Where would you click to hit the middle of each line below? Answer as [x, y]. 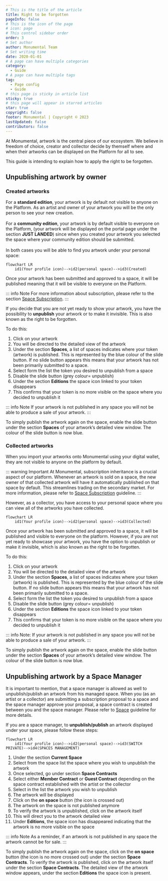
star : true [17, 108]
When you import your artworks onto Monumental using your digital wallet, [83, 457]
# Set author [19, 43]
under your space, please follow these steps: [52, 730]
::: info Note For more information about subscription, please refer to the [80, 294]
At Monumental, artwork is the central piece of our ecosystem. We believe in [84, 141]
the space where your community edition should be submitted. [70, 239]
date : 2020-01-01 [24, 56]
